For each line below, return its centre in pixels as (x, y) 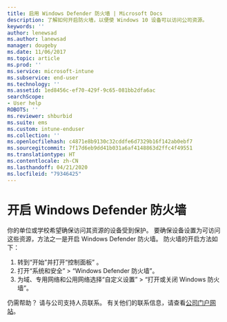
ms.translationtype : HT (41, 155)
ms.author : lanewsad (37, 39)
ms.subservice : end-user (43, 78)
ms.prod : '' (24, 65)
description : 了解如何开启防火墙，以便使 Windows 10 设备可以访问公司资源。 (108, 20)
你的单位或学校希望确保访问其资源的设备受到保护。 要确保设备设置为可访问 (114, 230)
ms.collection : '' (33, 135)
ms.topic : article (33, 59)
